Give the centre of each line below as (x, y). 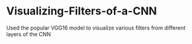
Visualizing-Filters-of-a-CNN (82, 11)
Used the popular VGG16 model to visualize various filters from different (96, 28)
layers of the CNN (29, 34)
